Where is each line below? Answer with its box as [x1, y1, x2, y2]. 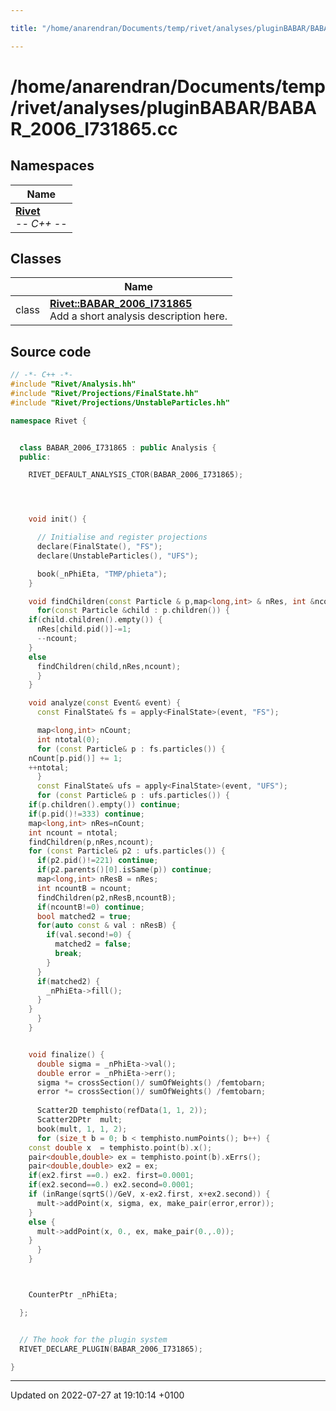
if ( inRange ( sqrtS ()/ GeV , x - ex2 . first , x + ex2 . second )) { [28, 1189, 271, 1199]
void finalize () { [28, 1049, 105, 1060]
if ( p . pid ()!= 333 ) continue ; [28, 809, 145, 819]
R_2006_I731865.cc [10, 117, 178, 140]
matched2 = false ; [54, 939, 132, 950]
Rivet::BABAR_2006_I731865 [49, 297, 193, 311]
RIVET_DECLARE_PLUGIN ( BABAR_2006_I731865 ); [19, 1344, 203, 1354]
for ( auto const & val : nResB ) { [36, 921, 177, 931]
